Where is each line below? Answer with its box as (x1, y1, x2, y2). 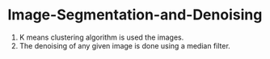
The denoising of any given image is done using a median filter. (19, 40, 231, 50)
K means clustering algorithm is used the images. (19, 32, 184, 42)
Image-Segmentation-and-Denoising (7, 6, 263, 24)
